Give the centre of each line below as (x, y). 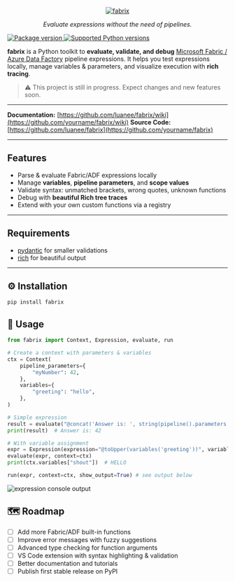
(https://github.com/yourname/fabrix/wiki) (68, 122)
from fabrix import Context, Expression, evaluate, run (90, 340)
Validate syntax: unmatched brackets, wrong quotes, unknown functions (122, 190)
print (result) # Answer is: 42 (54, 430)
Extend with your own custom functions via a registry (94, 205)
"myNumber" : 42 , (56, 372)
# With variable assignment (48, 443)
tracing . (19, 74)
